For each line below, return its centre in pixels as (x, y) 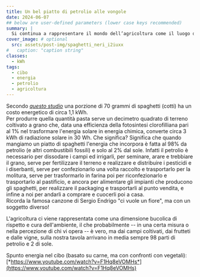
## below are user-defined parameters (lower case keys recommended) (94, 23)
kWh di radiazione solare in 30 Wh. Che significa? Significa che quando (94, 137)
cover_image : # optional (37, 39)
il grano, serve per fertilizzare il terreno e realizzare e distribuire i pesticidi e (99, 163)
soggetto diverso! (28, 207)
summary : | (20, 28)
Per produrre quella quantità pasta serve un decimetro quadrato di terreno (97, 118)
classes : (17, 56)
